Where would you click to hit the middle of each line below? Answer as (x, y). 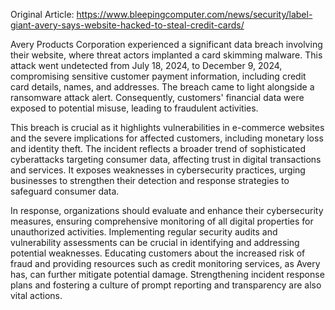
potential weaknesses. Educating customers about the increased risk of (158, 253)
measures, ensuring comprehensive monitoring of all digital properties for (162, 221)
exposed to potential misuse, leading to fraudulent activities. (134, 108)
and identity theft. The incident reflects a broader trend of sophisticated (158, 148)
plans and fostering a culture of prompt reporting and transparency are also (166, 285)
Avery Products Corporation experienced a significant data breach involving (166, 44)
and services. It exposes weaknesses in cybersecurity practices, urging (158, 170)
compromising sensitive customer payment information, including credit (158, 76)
